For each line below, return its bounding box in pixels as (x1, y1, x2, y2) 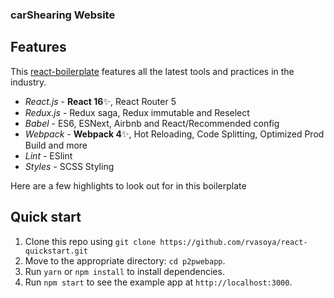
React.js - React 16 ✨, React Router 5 (24, 95, 177, 107)
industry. (10, 76, 47, 88)
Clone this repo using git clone (24, 235, 157, 247)
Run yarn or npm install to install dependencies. (24, 265, 225, 277)
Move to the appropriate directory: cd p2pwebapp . (24, 254, 226, 267)
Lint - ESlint (24, 149, 73, 162)
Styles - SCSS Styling (24, 160, 115, 172)
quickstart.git (24, 246, 89, 256)
